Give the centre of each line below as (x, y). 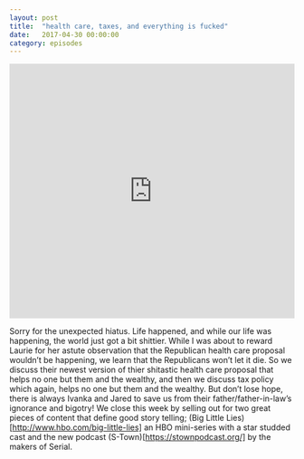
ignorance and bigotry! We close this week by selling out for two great (140, 408)
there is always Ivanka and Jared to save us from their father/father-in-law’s (151, 398)
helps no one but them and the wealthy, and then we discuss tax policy (142, 379)
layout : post (34, 18)
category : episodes (46, 43)
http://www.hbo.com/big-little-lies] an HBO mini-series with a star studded (152, 427)
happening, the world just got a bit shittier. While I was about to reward (141, 341)
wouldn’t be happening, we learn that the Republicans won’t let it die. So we (151, 360)
